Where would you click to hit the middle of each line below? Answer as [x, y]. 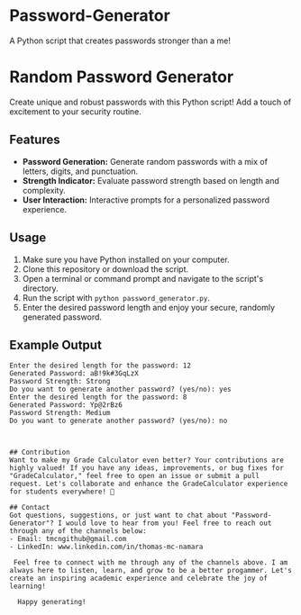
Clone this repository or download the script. [105, 269]
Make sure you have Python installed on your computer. [126, 259]
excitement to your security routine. [76, 111]
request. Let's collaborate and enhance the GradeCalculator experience [149, 484]
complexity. [44, 190]
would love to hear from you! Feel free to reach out [169, 523]
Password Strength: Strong [60, 382]
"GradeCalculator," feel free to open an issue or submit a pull [134, 476]
